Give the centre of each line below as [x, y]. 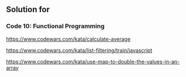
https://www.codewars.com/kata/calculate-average [68, 39]
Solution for [28, 10]
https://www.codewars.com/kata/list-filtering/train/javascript [79, 50]
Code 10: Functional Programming [55, 26]
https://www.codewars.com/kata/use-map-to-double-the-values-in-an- [93, 61]
